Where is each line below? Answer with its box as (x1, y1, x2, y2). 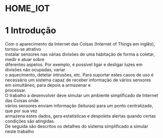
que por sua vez (5, 108, 37, 114)
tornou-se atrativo (5, 46, 41, 52)
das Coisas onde (5, 98, 39, 104)
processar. (5, 88, 27, 93)
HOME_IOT (5, 3, 50, 14)
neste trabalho (5, 129, 34, 135)
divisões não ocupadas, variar (5, 67, 66, 73)
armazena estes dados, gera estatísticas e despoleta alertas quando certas (5, 113, 156, 119)
